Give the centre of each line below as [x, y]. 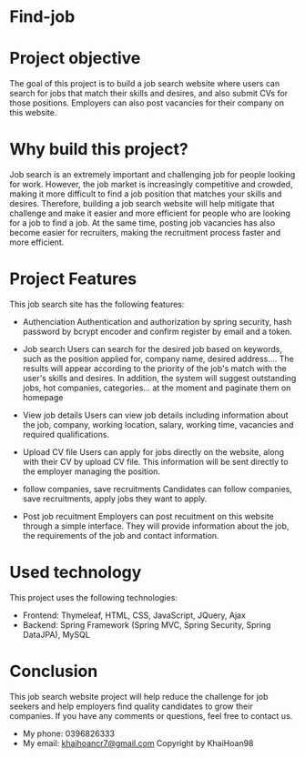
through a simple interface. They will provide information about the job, [156, 526]
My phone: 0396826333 [69, 733]
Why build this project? [99, 150]
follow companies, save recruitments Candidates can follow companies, [158, 489]
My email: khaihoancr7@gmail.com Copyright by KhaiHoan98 [138, 743]
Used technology [76, 573]
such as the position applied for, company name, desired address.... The [158, 359]
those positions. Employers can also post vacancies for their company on [147, 103]
